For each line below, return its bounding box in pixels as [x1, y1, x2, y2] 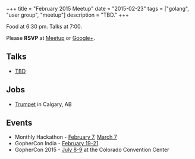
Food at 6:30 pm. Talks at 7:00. [6, 23, 82, 30]
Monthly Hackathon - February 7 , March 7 [14, 133, 117, 141]
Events [6, 118, 33, 128]
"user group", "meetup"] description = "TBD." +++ [6, 11, 130, 18]
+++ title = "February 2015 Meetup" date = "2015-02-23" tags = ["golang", [6, 5, 189, 12]
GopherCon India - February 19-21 [14, 140, 99, 147]
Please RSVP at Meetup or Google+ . [6, 35, 95, 41]
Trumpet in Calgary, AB [14, 101, 73, 108]
